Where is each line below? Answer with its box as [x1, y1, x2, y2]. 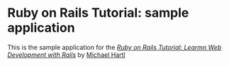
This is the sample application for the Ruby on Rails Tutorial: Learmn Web [7, 43, 222, 51]
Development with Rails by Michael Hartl [7, 51, 125, 59]
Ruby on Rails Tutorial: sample [7, 5, 189, 21]
